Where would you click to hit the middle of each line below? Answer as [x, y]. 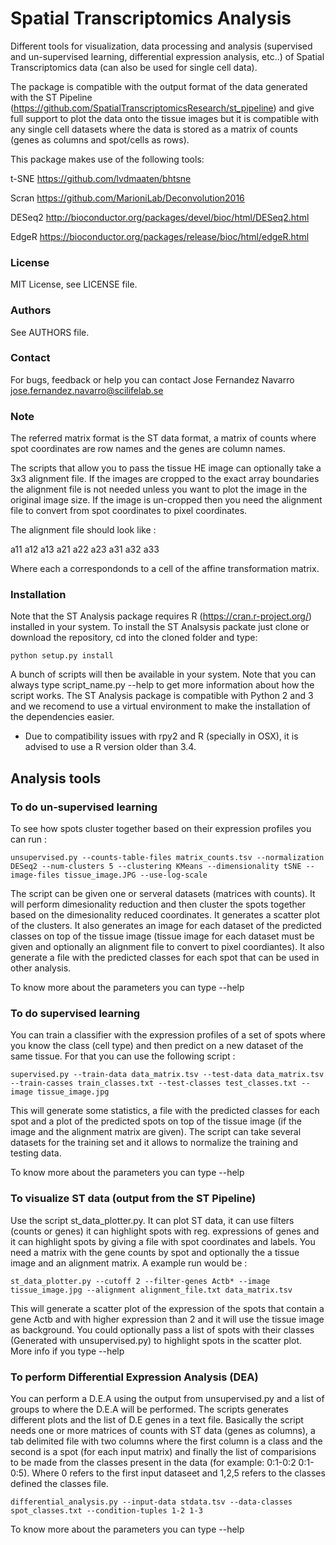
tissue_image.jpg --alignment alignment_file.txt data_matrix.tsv [151, 1290]
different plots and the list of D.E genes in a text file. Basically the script [157, 1420]
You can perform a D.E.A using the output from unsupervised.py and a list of [167, 1398]
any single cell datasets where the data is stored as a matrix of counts [154, 129]
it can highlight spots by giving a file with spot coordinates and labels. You [163, 1241]
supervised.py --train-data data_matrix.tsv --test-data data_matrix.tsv [167, 1075]
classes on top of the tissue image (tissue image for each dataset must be [162, 936]
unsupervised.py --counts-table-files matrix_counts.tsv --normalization [167, 858]
